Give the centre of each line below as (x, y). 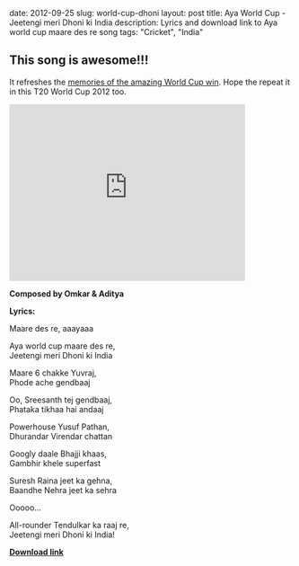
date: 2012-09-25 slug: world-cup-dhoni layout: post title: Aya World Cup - (147, 13)
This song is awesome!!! (79, 61)
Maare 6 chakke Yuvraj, (53, 373)
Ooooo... (26, 508)
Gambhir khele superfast (55, 463)
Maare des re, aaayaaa (52, 328)
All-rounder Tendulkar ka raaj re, (70, 525)
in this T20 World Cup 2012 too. (68, 91)
